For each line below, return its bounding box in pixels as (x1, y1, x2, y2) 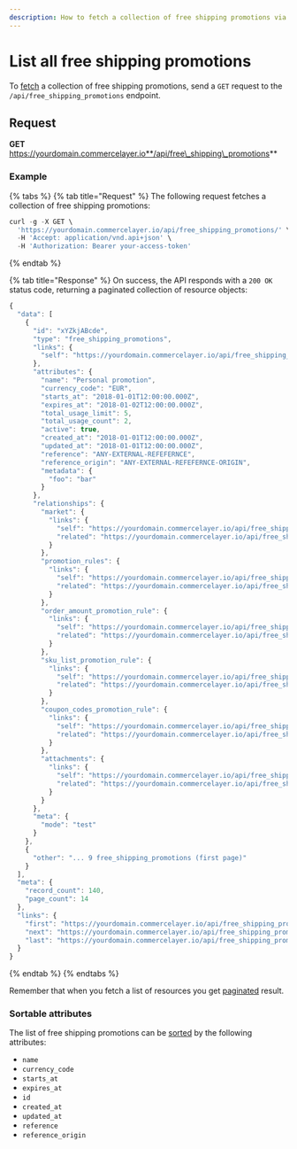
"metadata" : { (41, 466, 93, 475)
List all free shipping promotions (9, 50, 252, 71)
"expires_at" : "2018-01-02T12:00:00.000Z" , (41, 400, 203, 409)
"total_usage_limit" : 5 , (41, 408, 133, 417)
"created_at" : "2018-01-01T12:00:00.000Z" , (41, 433, 203, 443)
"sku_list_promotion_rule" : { (41, 656, 152, 664)
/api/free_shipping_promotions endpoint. (9, 89, 161, 100)
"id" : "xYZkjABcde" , (32, 326, 109, 335)
